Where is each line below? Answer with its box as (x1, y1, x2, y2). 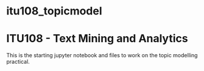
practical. (6, 58, 30, 66)
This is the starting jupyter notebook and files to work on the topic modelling (6, 52, 198, 59)
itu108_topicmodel (6, 4, 102, 18)
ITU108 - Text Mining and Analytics (6, 32, 188, 46)
